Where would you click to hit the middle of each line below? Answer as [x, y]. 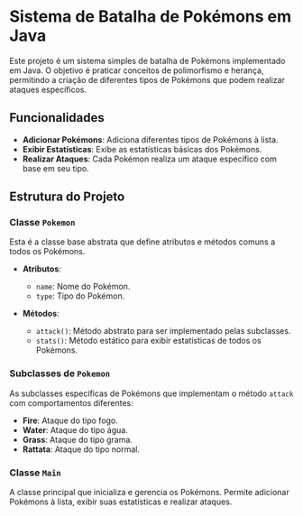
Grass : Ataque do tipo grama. [78, 439]
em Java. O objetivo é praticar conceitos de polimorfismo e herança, [137, 70]
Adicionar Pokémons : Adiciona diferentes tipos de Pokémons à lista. [150, 139]
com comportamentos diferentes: [71, 402]
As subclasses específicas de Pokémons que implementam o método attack [151, 393]
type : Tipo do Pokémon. [80, 296]
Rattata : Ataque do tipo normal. [81, 449]
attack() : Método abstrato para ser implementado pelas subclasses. [163, 331]
